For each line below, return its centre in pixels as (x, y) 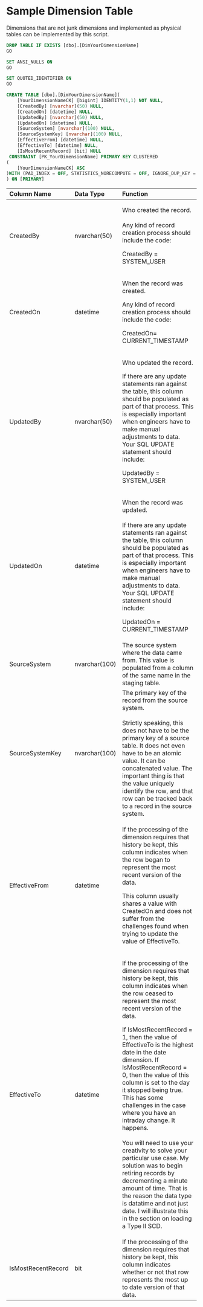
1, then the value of (150, 1038)
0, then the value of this (155, 1075)
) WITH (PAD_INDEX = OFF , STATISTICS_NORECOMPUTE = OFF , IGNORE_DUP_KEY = (101, 173)
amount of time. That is (155, 1189)
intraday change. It (148, 1120)
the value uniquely (148, 784)
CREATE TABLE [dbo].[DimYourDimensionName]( (63, 95)
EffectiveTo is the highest (158, 1045)
